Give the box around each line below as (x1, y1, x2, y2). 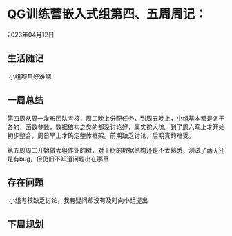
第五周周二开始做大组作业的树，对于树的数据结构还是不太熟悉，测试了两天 (7, 146, 219, 154)
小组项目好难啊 (8, 72, 52, 80)
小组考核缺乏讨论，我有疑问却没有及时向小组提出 (8, 196, 148, 204)
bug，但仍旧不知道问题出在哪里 (19, 155, 109, 163)
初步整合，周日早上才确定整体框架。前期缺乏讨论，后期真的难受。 (7, 131, 195, 139)
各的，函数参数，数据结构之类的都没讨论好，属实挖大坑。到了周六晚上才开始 (7, 122, 225, 131)
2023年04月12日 (7, 30, 55, 39)
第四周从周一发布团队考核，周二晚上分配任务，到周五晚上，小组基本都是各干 (7, 114, 225, 122)
